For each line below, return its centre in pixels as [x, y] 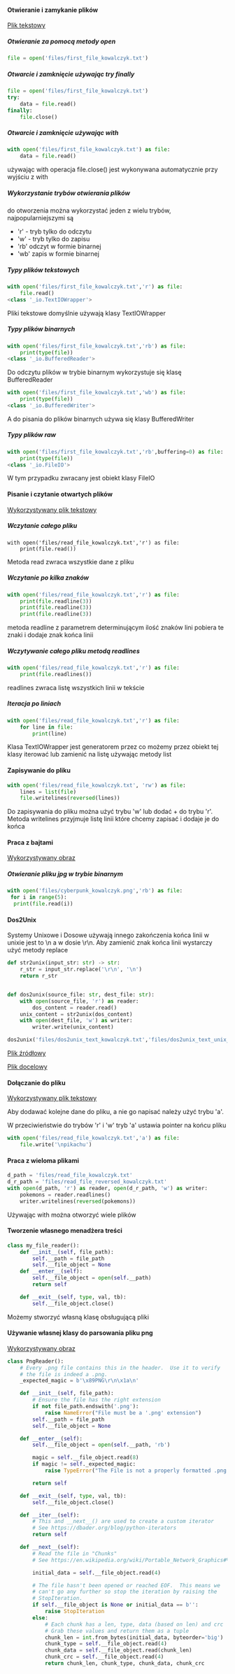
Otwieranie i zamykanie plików [53, 10]
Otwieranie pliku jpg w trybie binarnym [65, 874]
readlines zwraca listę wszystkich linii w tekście [76, 687]
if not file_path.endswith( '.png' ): [86, 1407]
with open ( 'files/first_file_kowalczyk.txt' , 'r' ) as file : [95, 287]
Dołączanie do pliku [36, 1082]
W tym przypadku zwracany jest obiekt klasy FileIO [81, 478]
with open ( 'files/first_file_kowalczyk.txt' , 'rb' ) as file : [97, 346]
